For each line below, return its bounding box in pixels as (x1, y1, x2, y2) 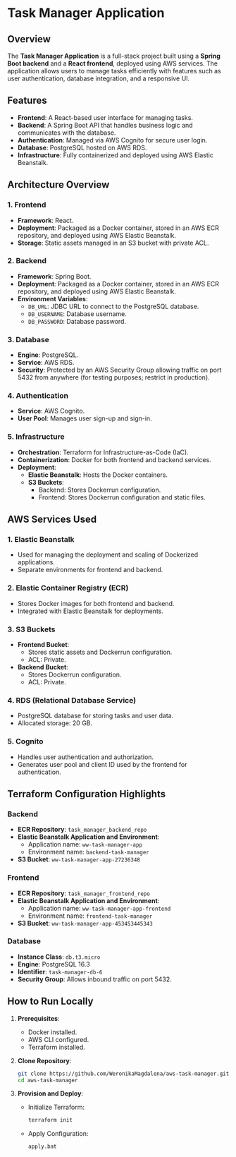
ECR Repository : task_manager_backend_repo (17, 825, 147, 834)
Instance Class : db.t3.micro (17, 952, 101, 961)
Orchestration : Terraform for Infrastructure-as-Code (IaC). (17, 448, 189, 456)
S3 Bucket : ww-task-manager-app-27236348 (17, 855, 141, 864)
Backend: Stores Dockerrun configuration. (38, 485, 161, 494)
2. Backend (7, 256, 47, 266)
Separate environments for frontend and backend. (17, 566, 163, 574)
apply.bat (27, 1143, 58, 1151)
